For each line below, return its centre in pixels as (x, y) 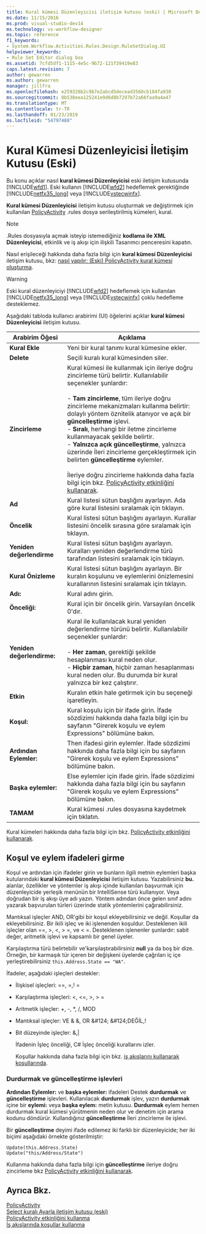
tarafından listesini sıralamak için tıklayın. (126, 558)
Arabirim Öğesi (35, 338)
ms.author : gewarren (33, 80)
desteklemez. (23, 304)
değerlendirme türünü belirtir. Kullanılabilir (128, 629)
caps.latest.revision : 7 (38, 69)
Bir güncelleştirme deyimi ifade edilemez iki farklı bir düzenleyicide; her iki (101, 1130)
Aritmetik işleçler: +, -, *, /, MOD (55, 1009)
